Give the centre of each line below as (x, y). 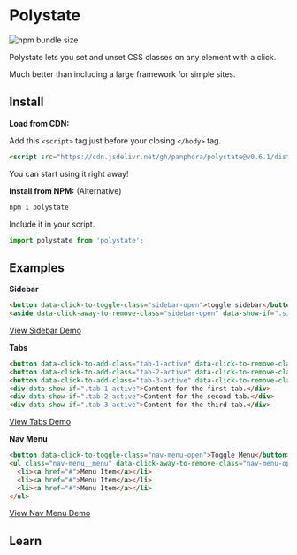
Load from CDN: (39, 123)
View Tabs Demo (40, 422)
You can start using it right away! (69, 173)
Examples (37, 268)
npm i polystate (39, 207)
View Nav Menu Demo (50, 513)
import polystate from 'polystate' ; (76, 240)
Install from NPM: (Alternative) (65, 190)
